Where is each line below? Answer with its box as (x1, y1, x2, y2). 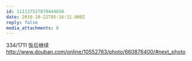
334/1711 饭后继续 (6, 42, 49, 49)
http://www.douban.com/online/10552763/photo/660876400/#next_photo (6, 48, 186, 56)
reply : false (6, 19, 38, 25)
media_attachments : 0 (6, 25, 59, 31)
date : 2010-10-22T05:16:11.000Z (6, 14, 85, 20)
